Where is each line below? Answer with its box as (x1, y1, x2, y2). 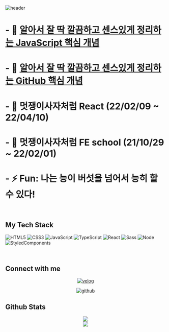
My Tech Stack (5, 221, 53, 229)
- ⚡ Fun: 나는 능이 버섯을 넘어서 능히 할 (5, 173, 158, 184)
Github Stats (5, 302, 46, 311)
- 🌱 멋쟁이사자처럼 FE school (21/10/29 (5, 136, 164, 148)
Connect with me (5, 264, 61, 273)
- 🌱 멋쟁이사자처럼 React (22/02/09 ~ (5, 100, 159, 112)
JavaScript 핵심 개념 (15, 37, 100, 49)
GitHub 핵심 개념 (15, 75, 83, 87)
